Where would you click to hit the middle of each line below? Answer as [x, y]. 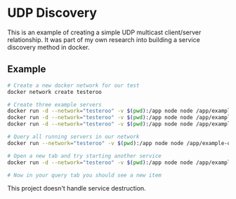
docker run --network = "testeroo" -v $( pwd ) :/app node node [96, 143]
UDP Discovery [52, 13]
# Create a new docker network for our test [73, 85]
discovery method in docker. [48, 47]
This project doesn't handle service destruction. [77, 188]
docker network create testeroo [54, 92]
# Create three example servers [54, 104]
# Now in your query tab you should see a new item [84, 175]
